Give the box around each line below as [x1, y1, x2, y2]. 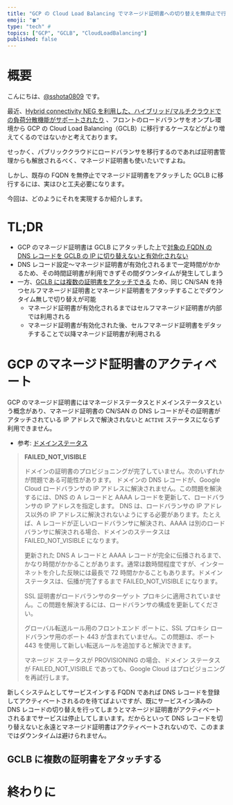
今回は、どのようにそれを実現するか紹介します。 [7, 195, 147, 203]
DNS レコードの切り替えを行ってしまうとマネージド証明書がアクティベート [7, 705, 222, 713]
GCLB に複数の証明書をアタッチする [7, 754, 162, 765]
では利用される [27, 313, 71, 320]
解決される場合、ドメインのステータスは [54, 528, 171, 536]
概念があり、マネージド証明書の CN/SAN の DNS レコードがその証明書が [12, 406, 221, 415]
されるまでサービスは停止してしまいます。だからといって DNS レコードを [7, 713, 217, 722]
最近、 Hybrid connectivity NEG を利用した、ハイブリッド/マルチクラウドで [7, 107, 222, 115]
